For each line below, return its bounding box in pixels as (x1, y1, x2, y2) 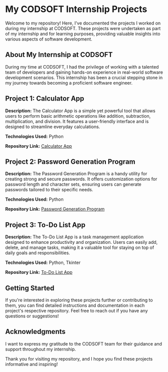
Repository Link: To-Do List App (5, 269, 73, 275)
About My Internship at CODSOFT (5, 51, 113, 59)
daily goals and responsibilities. (5, 250, 70, 256)
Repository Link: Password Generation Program (5, 206, 105, 212)
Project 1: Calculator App (5, 94, 84, 103)
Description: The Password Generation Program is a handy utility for (5, 171, 147, 177)
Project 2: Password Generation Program (5, 157, 135, 166)
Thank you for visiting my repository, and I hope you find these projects (5, 355, 153, 361)
